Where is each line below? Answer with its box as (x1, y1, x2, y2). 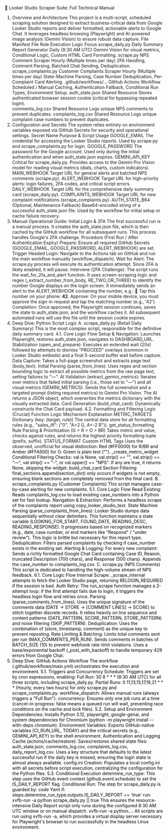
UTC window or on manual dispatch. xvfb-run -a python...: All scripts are (12, 808, 163, 814)
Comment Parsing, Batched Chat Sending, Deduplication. (12, 63, 131, 69)
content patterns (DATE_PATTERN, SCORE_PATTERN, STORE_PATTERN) (12, 615, 162, 621)
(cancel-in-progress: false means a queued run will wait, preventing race (12, 701, 163, 706)
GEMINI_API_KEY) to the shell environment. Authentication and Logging (12, 733, 160, 739)
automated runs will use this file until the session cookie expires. (12, 315, 146, 320)
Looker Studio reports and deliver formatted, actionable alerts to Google (12, 25, 161, 31)
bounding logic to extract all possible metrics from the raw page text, (12, 368, 155, 374)
